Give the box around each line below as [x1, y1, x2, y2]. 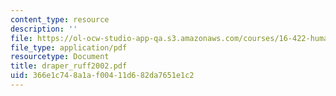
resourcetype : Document [10, 52, 110, 62]
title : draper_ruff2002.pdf [10, 61, 128, 71]
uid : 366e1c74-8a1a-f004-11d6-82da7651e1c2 [10, 71, 195, 81]
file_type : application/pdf [10, 42, 128, 53]
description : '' [10, 24, 78, 34]
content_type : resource [10, 14, 110, 25]
